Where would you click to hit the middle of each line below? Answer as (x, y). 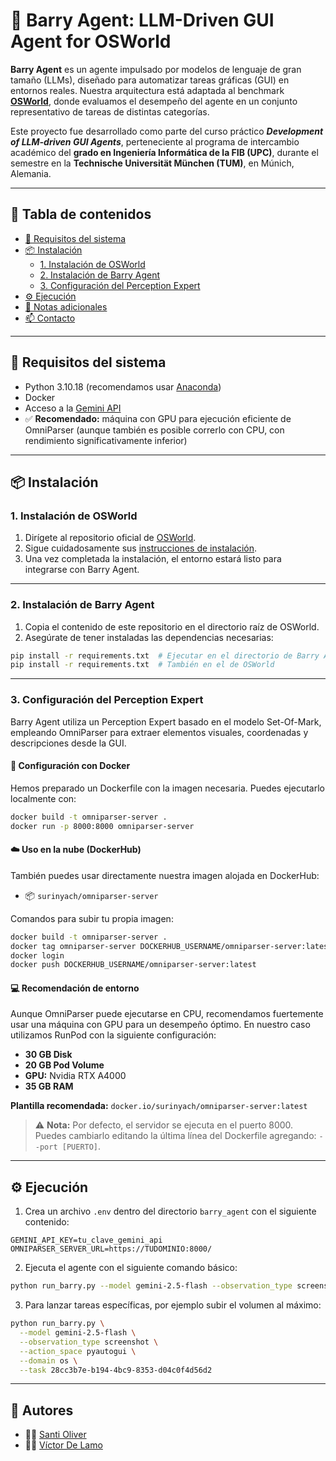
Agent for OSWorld (91, 41)
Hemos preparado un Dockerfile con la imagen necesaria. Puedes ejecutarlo (167, 788)
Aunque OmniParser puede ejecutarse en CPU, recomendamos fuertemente (167, 1014)
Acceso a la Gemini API (73, 408)
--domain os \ (48, 1360)
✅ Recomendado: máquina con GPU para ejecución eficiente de (158, 418)
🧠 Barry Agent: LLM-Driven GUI (142, 20)
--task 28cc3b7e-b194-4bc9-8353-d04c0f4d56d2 (116, 1370)
